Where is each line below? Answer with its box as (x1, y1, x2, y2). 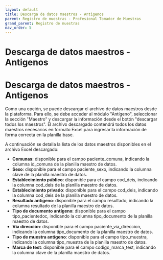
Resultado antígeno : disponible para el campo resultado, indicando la (12, 198, 154, 204)
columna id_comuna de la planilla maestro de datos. (12, 161, 117, 167)
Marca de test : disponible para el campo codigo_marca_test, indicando (12, 244, 156, 250)
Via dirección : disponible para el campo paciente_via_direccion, (12, 224, 141, 230)
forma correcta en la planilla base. (5, 132, 74, 138)
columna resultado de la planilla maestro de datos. (12, 203, 114, 209)
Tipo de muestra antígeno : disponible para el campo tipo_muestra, (12, 234, 148, 240)
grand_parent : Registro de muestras (5, 21, 80, 26)
